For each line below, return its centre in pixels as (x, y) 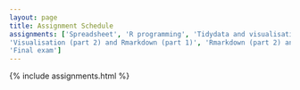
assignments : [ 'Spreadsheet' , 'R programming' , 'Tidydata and (127, 34)
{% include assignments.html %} (70, 76)
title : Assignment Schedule (62, 26)
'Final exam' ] (36, 51)
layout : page (33, 17)
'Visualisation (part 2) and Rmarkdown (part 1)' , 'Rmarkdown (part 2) (145, 42)
